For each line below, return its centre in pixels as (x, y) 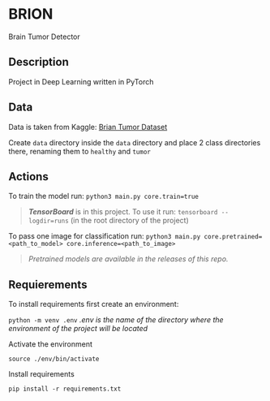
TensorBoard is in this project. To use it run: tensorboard (123, 212)
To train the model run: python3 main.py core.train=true (103, 196)
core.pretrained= (233, 237)
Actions (28, 177)
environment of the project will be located (78, 329)
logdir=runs (48, 221)
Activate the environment (51, 344)
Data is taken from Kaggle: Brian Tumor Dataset (88, 127)
